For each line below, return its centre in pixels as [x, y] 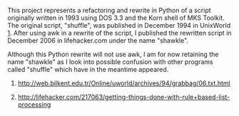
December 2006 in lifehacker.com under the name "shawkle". [98, 41]
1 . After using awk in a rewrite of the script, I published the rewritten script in [119, 33]
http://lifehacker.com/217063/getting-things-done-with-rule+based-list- [124, 97]
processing [34, 105]
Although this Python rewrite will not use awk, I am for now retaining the [113, 54]
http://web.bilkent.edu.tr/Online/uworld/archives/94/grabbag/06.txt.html [124, 83]
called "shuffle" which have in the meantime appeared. [88, 69]
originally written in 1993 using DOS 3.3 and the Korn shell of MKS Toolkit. [116, 18]
